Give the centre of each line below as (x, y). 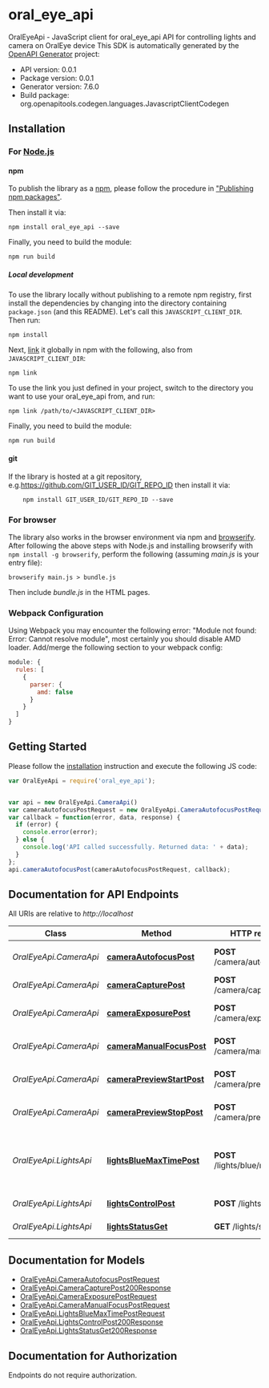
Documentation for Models (77, 1260)
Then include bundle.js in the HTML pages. (79, 592)
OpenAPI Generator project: (54, 54)
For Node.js (31, 152)
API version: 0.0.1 (48, 69)
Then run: (24, 320)
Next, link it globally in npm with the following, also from (100, 350)
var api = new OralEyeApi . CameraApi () (73, 802)
